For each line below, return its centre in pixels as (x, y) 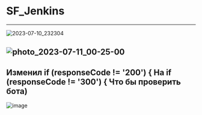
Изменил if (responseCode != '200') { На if (89, 72)
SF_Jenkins (35, 11)
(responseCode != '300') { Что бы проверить (94, 82)
